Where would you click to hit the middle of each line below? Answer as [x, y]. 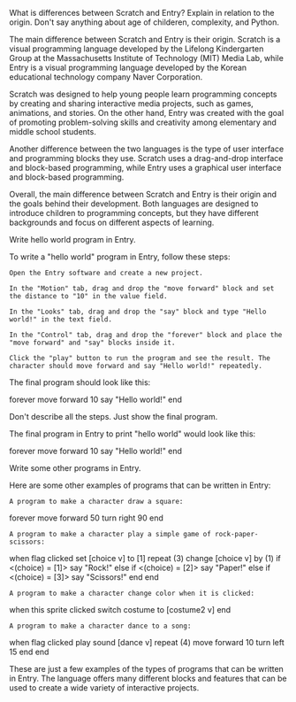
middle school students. [53, 131]
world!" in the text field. [61, 320]
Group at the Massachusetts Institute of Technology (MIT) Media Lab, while [147, 58]
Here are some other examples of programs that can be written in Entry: [140, 485]
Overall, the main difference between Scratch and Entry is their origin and [143, 194]
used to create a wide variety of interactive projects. [104, 688]
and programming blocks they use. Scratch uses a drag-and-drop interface [146, 158]
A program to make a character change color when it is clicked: [132, 593]
